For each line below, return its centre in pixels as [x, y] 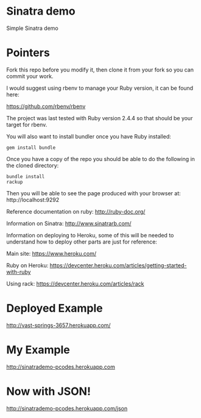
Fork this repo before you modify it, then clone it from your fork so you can [100, 70]
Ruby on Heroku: [27, 265]
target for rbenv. [27, 124]
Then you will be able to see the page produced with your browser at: [93, 193]
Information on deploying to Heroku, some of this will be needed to [90, 235]
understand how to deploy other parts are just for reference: [82, 242]
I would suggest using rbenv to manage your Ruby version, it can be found [100, 88]
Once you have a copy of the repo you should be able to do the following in [100, 159]
